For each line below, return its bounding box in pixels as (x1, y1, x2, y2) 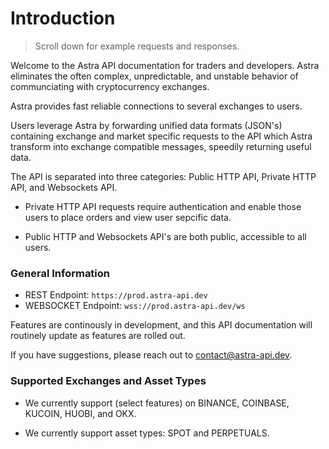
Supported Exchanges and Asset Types (10, 374, 207, 388)
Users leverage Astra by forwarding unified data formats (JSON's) (10, 119, 283, 131)
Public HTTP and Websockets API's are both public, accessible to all (24, 230, 307, 242)
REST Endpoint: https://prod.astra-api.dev (24, 289, 208, 301)
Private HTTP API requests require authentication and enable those (24, 200, 302, 212)
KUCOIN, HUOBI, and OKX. (24, 407, 137, 419)
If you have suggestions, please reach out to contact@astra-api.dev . (10, 349, 293, 361)
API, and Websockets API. (10, 181, 118, 193)
